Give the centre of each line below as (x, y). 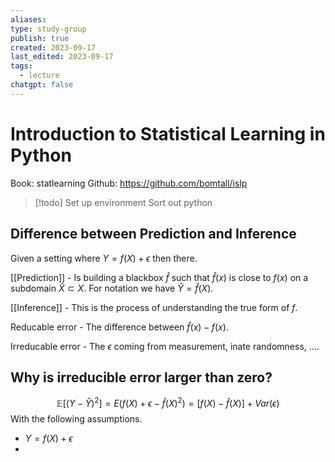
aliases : (28, 19)
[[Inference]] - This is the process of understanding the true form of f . (154, 307)
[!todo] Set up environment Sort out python (123, 202)
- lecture (39, 76)
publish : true (40, 38)
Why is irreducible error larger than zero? (141, 377)
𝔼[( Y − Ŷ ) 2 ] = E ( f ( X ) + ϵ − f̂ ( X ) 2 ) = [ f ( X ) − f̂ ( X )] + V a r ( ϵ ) (168, 402)
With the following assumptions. (76, 418)
